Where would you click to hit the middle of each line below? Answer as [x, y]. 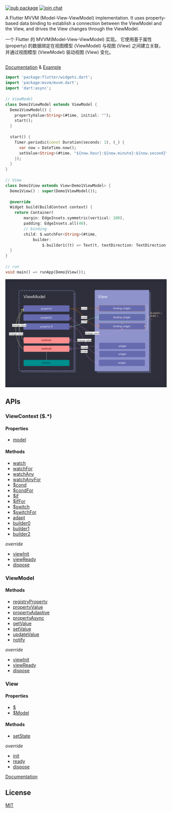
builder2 [21, 534]
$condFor [23, 490]
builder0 [21, 523]
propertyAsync [28, 618]
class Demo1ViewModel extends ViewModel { [51, 104]
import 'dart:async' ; [28, 88]
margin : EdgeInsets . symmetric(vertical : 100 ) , [74, 218]
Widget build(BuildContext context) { [51, 207]
